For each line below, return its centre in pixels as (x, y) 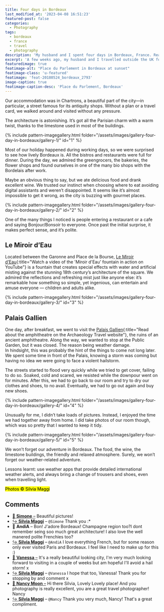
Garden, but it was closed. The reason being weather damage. (68, 345)
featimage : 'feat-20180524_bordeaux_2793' (49, 78)
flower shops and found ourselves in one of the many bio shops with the (78, 165)
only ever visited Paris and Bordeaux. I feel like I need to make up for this (85, 547)
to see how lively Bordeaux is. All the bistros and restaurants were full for (79, 155)
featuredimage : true (26, 64)
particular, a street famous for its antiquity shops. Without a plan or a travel (80, 106)
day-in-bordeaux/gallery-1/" (33, 140)
